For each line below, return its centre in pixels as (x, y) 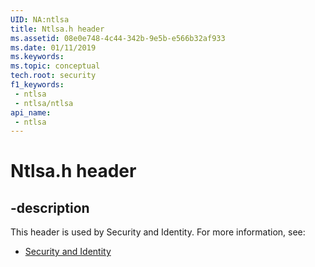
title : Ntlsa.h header (57, 29)
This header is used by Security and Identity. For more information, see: (158, 232)
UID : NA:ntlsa (40, 19)
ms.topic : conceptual (55, 66)
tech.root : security (53, 76)
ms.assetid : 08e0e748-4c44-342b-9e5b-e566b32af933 (118, 38)
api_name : (31, 112)
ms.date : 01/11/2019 (53, 47)
